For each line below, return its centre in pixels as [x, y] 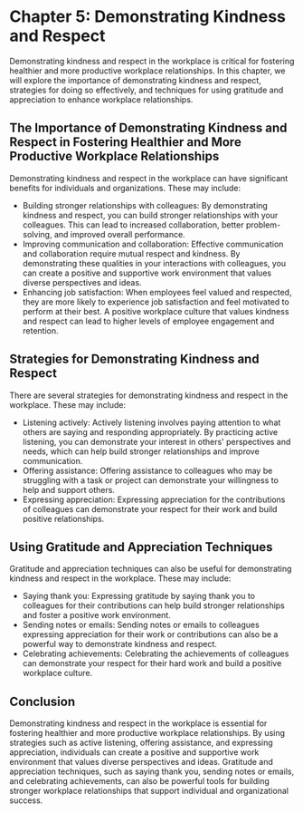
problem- [263, 225]
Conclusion [43, 701]
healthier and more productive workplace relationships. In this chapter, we [147, 71]
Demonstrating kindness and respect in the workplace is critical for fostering [152, 61]
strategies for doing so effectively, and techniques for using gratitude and [147, 90]
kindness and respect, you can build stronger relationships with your [150, 215]
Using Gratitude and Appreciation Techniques [141, 547]
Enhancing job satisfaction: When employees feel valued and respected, [157, 292]
